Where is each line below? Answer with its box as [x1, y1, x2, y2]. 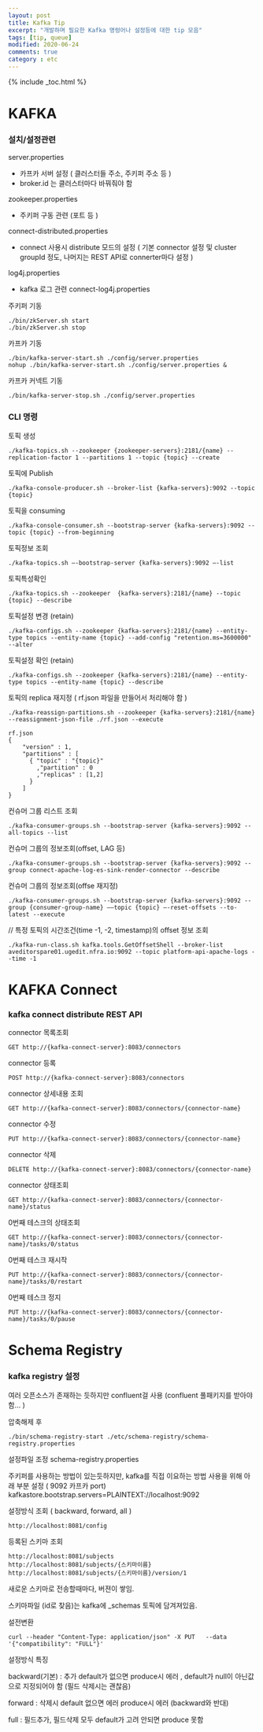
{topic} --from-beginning [28, 529, 114, 536]
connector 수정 [8, 1119, 57, 1129]
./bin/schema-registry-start [8, 1433, 104, 1441]
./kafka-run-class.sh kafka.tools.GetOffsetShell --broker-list [8, 940, 224, 949]
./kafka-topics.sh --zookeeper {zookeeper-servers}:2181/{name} [8, 447, 224, 454]
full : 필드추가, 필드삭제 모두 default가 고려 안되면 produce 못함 [8, 1715, 204, 1724]
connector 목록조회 [8, 1028, 69, 1037]
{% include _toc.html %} [8, 76, 87, 87]
